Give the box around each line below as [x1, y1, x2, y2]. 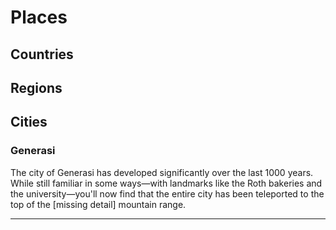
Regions [10, 79, 63, 96]
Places [10, 6, 68, 29]
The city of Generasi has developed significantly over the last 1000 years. [10, 166, 314, 178]
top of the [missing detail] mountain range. [10, 198, 187, 210]
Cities [10, 114, 48, 131]
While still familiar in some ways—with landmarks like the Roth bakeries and [10, 177, 323, 189]
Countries [10, 46, 74, 63]
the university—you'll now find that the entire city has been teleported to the [10, 187, 325, 200]
